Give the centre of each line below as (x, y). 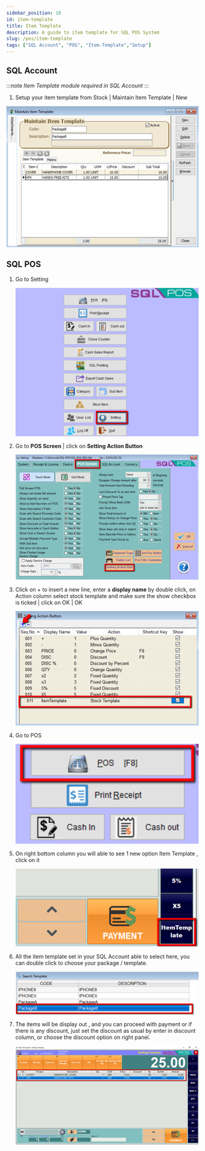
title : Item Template (34, 26)
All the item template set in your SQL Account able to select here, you (103, 957)
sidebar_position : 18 (34, 13)
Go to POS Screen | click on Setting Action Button (79, 446)
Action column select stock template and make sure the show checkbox (106, 596)
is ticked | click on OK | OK (49, 602)
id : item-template (30, 19)
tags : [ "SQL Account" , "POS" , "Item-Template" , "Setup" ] (79, 45)
